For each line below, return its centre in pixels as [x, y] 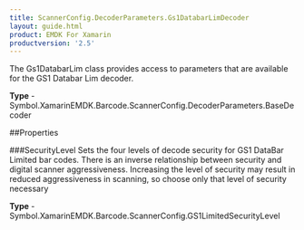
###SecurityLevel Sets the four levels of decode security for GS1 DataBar [147, 150]
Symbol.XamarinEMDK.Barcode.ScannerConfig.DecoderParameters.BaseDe [152, 106]
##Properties [34, 133]
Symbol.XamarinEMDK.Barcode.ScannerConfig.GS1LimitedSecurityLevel [145, 216]
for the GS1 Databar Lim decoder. [72, 79]
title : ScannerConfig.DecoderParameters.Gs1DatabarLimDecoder [129, 18]
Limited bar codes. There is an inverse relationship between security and [146, 160]
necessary [29, 189]
